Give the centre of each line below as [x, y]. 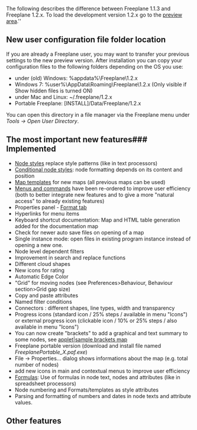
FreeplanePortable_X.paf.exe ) [51, 352]
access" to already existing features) [59, 201]
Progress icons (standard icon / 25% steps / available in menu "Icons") [101, 314]
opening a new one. [39, 245]
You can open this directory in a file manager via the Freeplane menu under [98, 114]
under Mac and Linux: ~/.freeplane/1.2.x [63, 97]
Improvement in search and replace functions [70, 258]
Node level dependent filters [49, 251]
